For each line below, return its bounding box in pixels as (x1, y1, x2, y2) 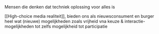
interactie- (124, 19, 145, 24)
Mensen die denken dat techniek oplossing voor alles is (4, 4, 116, 10)
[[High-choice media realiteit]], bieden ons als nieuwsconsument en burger (4, 13, 154, 19)
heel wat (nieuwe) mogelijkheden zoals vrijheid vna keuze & (4, 19, 124, 24)
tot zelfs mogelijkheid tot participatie (35, 23, 108, 29)
